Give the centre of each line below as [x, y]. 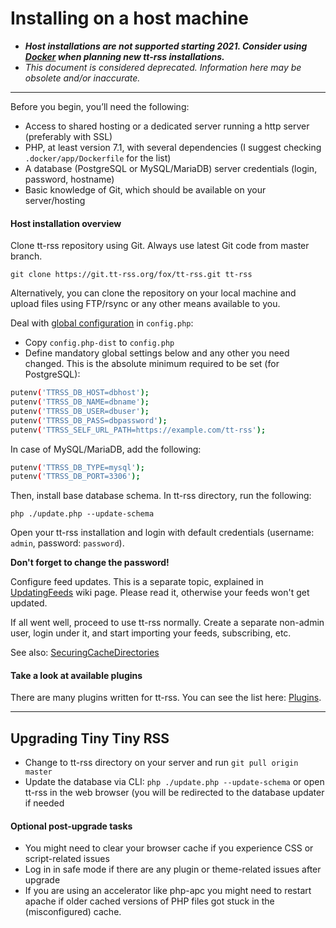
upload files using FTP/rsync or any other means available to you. [145, 304]
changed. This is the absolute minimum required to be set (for [152, 364]
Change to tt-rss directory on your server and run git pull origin [161, 763]
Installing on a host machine [129, 18]
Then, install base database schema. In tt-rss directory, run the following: [161, 496]
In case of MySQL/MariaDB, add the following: [106, 449]
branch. [26, 256]
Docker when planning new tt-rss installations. [124, 56]
